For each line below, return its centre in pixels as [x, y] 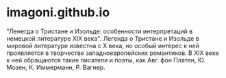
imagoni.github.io [58, 13]
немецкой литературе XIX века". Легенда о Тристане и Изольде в [103, 38]
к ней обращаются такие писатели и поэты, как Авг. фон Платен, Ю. [106, 60]
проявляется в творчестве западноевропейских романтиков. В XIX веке [113, 53]
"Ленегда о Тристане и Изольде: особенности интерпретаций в [100, 31]
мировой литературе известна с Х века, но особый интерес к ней [103, 45]
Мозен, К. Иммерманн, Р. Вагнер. [56, 67]
